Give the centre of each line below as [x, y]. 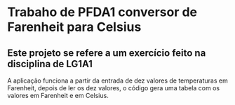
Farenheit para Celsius [74, 27]
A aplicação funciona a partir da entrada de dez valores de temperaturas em [117, 80]
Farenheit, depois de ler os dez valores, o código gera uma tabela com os [113, 88]
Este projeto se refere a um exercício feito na [107, 53]
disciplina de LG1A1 [50, 64]
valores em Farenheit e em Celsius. [58, 96]
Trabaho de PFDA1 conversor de [102, 12]
